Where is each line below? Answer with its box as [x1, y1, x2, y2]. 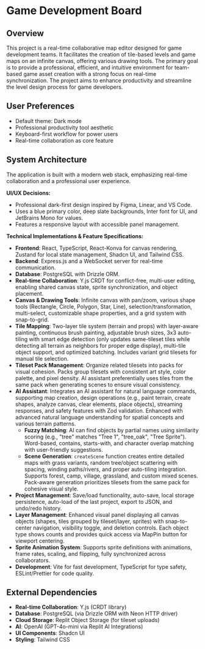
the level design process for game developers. [6, 83, 123, 91]
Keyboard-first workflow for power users [15, 130, 118, 138]
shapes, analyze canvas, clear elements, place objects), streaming [15, 400, 183, 408]
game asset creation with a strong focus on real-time [23, 70, 157, 77]
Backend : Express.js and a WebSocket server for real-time [15, 257, 163, 264]
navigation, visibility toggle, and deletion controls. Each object [33, 524, 189, 531]
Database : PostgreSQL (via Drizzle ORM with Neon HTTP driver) [15, 610, 178, 617]
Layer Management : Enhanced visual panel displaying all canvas [15, 511, 179, 518]
